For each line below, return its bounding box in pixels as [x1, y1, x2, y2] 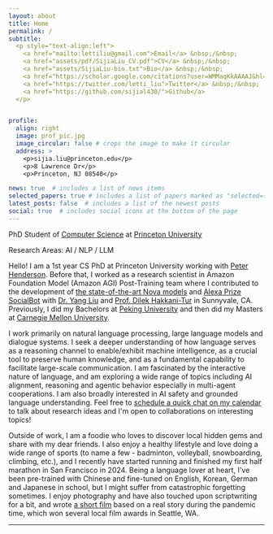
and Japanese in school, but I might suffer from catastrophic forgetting [8, 482, 246, 492]
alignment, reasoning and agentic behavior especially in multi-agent [8, 380, 236, 390]
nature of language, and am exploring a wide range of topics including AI [8, 371, 253, 381]
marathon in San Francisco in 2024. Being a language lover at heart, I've [8, 465, 250, 475]
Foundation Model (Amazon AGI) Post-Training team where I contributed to [8, 278, 259, 288]
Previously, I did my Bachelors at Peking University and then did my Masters [8, 304, 263, 314]
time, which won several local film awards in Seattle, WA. [8, 508, 199, 518]
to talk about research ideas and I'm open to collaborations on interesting [8, 406, 253, 415]
